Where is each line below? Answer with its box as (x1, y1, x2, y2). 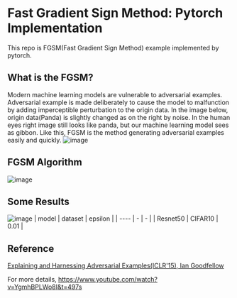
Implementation (7, 20, 103, 36)
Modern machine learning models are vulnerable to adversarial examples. (7, 90, 223, 99)
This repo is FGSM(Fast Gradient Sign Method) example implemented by (7, 43, 219, 52)
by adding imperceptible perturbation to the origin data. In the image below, (7, 105, 228, 114)
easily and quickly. (7, 136, 62, 144)
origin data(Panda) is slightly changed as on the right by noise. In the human (7, 113, 231, 121)
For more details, (7, 275, 57, 284)
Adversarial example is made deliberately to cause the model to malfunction (7, 98, 229, 106)
